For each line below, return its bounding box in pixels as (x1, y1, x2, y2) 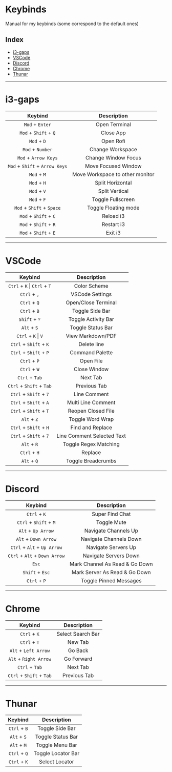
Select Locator (39, 758, 74, 765)
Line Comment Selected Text (56, 432, 126, 439)
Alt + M (10, 742, 27, 749)
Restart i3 (101, 220, 125, 228)
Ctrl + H (20, 449, 40, 456)
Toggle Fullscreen (92, 196, 135, 203)
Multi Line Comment (67, 399, 116, 406)
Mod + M (29, 171, 46, 178)
